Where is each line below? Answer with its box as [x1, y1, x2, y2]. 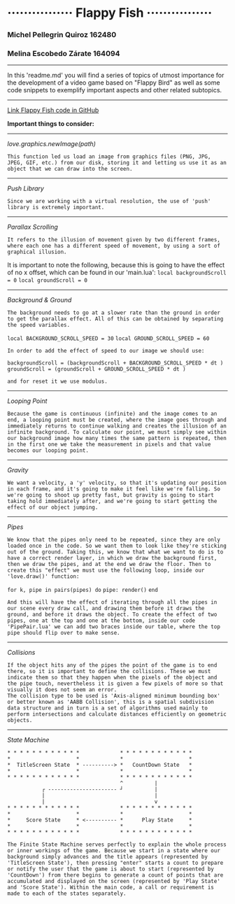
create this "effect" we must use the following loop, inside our [7, 567, 205, 574]
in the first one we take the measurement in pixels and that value [7, 441, 211, 449]
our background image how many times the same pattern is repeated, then [7, 435, 227, 442]
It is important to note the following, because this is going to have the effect [7, 261, 225, 269]
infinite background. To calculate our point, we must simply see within [7, 429, 227, 436]
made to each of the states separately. [7, 890, 127, 897]
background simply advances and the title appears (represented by [7, 854, 208, 861]
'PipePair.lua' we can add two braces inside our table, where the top [7, 623, 220, 630]
